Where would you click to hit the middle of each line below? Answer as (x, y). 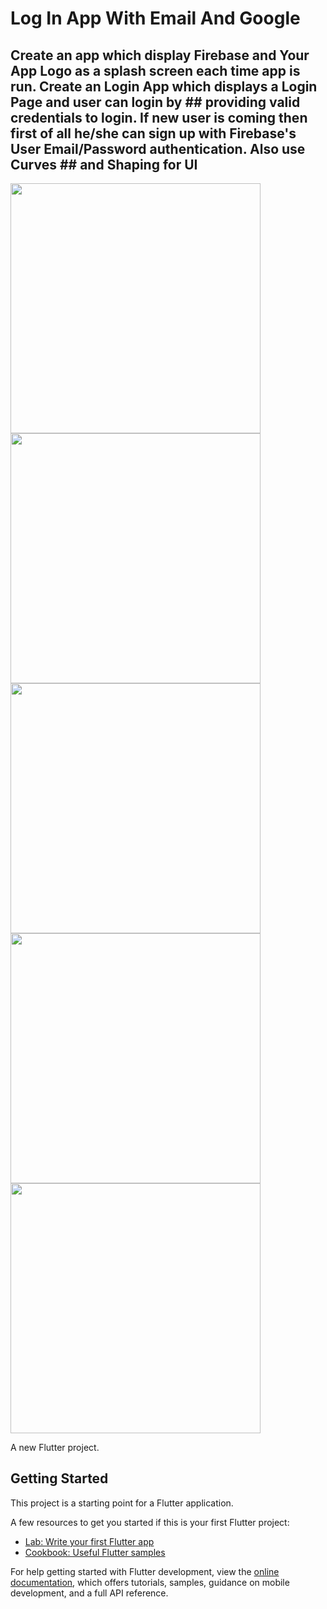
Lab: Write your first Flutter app (89, 1541)
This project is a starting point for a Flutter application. (122, 1503)
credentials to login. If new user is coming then (159, 117)
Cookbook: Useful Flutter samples (95, 1552)
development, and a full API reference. (89, 1593)
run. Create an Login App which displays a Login (164, 86)
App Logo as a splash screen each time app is (155, 70)
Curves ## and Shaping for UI (104, 164)
